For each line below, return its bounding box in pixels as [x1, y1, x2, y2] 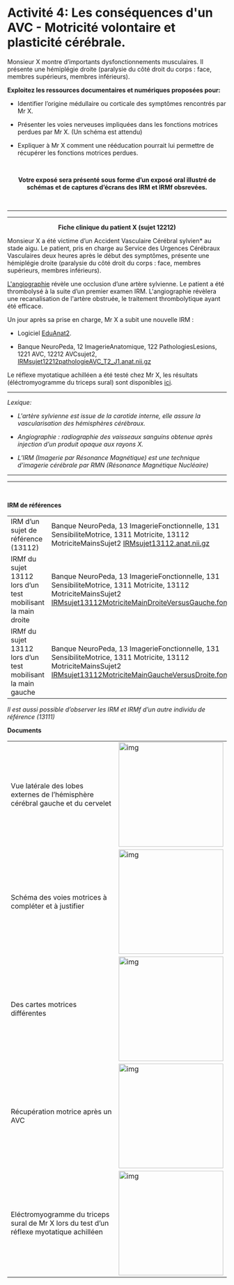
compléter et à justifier [10, 901, 85, 911]
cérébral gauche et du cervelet [10, 798, 111, 808]
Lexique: [7, 398, 32, 406]
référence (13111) [7, 712, 56, 721]
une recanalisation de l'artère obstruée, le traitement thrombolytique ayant [7, 294, 221, 302]
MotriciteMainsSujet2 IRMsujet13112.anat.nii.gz [51, 538, 210, 548]
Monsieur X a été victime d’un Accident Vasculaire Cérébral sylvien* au [7, 236, 212, 245]
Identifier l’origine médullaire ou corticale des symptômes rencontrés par [17, 99, 226, 107]
